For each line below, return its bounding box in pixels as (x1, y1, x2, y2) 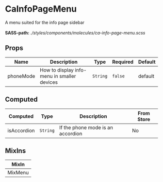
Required (112, 58, 134, 65)
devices (39, 79, 58, 86)
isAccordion (7, 127, 35, 134)
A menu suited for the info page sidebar (5, 19, 85, 25)
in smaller (54, 73, 76, 79)
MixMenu (7, 169, 29, 176)
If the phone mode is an (59, 124, 113, 131)
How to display (39, 67, 74, 73)
